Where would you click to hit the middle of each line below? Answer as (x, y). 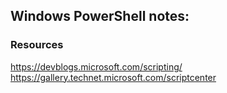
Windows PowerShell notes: (100, 16)
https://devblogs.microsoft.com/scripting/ (96, 66)
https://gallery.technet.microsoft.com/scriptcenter (113, 77)
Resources (37, 45)
